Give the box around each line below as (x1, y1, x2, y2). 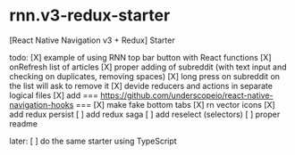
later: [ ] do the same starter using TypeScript (9, 135, 177, 146)
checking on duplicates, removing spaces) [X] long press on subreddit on (9, 70, 280, 81)
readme (9, 118, 38, 129)
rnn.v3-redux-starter (9, 5, 171, 26)
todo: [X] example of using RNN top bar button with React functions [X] (9, 52, 272, 62)
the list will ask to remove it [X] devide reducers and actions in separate (9, 80, 273, 91)
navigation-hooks (9, 99, 74, 110)
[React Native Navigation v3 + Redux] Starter (9, 35, 176, 45)
